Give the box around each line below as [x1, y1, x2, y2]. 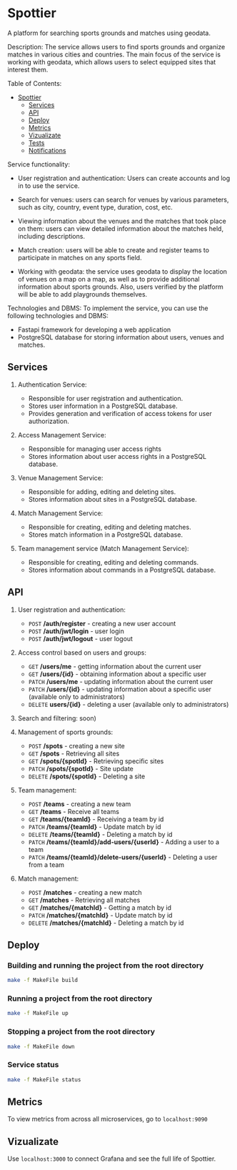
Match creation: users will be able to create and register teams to [17, 245, 209, 254]
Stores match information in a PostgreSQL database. [28, 530, 183, 539]
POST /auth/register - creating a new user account [28, 619, 176, 628]
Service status [7, 1060, 59, 1070]
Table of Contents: [7, 79, 62, 87]
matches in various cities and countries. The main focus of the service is [7, 50, 221, 59]
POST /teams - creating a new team [28, 799, 131, 808]
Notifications [28, 146, 66, 154]
